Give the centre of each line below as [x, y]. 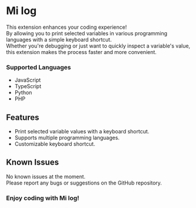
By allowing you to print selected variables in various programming [87, 33]
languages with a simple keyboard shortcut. [59, 39]
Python [23, 93]
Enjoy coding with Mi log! [43, 198]
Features [23, 117]
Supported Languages [39, 67]
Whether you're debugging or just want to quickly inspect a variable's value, [98, 46]
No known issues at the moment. [46, 176]
